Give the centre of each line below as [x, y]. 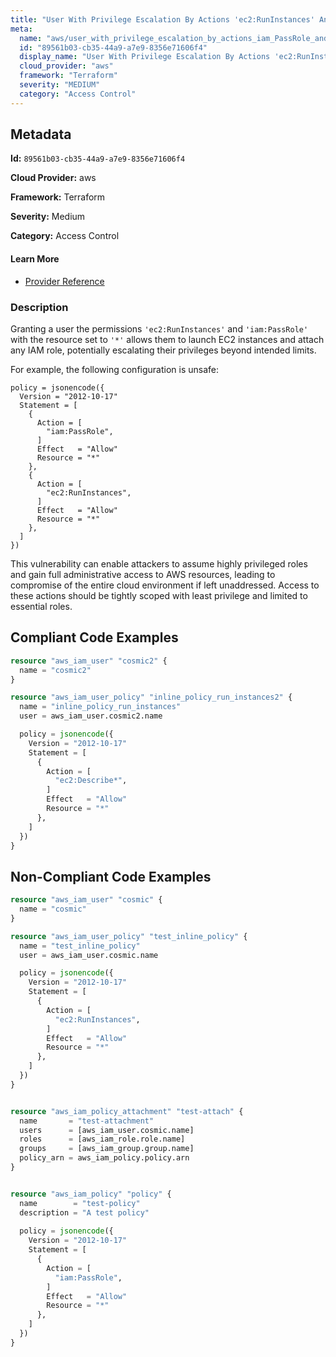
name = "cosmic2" [55, 670]
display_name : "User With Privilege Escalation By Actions [145, 57]
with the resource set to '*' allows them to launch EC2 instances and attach [167, 339]
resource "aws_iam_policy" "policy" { [91, 1194]
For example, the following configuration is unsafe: [115, 369]
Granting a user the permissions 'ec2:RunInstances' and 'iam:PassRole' [159, 328]
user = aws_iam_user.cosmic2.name [91, 716]
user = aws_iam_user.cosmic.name [89, 955]
